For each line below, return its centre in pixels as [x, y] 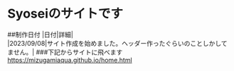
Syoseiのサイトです [65, 14]
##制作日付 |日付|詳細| [40, 34]
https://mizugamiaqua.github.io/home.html [70, 60]
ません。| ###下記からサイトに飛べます [65, 52]
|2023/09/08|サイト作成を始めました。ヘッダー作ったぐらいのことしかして [117, 43]
